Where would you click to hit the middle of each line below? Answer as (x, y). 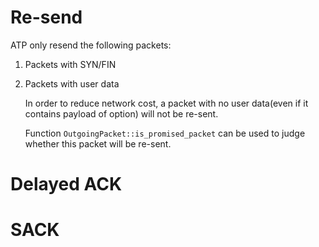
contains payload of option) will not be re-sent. (121, 113)
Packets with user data (72, 83)
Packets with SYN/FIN (70, 64)
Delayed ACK (66, 184)
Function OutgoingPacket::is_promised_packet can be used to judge (165, 133)
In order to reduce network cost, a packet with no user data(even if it (166, 103)
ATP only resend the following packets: (91, 45)
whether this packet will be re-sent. (98, 143)
